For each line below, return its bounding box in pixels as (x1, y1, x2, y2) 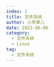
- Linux (11, 41, 31, 47)
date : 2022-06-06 (6, 24, 49, 31)
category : (6, 30, 31, 36)
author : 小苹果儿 (6, 19, 45, 25)
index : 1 (6, 8, 28, 15)
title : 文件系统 (6, 14, 42, 20)
